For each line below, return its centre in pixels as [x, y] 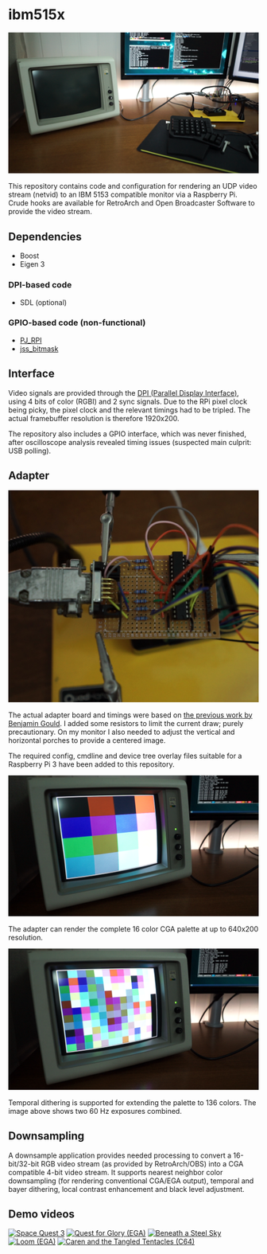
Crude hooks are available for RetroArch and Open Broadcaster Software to [132, 203]
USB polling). [30, 451]
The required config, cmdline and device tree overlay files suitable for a [125, 756]
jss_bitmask [39, 349]
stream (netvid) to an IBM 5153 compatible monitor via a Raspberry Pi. [123, 195]
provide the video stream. [50, 212]
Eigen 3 [32, 264]
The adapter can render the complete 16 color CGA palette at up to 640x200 [133, 929]
